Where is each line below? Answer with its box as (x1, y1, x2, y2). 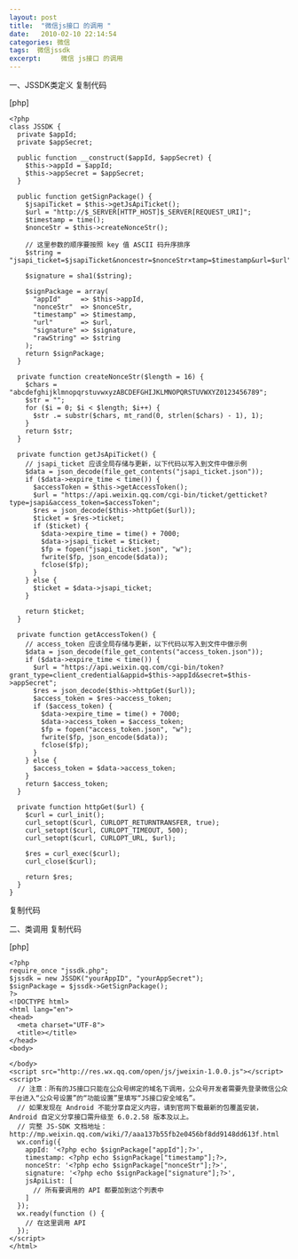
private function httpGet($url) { (17, 803, 145, 812)
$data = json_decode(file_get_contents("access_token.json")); (25, 648, 264, 657)
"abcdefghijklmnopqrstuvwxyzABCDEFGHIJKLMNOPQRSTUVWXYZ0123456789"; (9, 388, 268, 397)
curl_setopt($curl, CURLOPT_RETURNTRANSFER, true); (25, 818, 220, 827)
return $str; (25, 427, 74, 436)
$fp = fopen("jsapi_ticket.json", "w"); (41, 545, 192, 554)
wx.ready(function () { (17, 1209, 105, 1218)
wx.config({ (17, 1137, 62, 1146)
